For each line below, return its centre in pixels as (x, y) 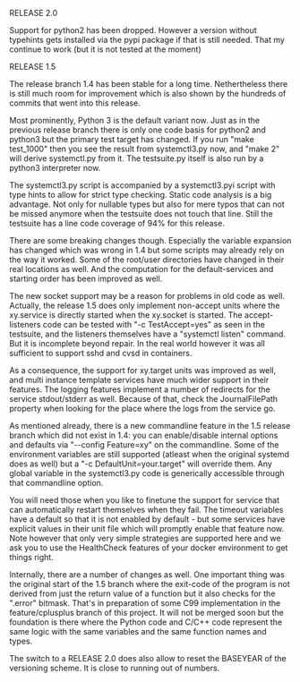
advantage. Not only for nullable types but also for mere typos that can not (147, 204)
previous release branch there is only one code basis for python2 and (137, 130)
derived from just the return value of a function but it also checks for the (142, 593)
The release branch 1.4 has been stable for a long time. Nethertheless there (149, 84)
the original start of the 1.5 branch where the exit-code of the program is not (150, 584)
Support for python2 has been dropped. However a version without (133, 30)
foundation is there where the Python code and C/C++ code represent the (146, 622)
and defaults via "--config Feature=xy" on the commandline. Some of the (144, 445)
